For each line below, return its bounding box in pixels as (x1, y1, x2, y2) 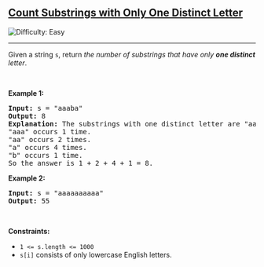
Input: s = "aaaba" (8, 104, 83, 112)
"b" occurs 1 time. (8, 151, 83, 159)
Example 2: (8, 173, 46, 183)
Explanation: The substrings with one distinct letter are (8, 119, 241, 128)
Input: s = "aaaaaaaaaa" (8, 188, 104, 197)
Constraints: (8, 226, 50, 236)
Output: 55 (8, 196, 50, 205)
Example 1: (8, 88, 45, 97)
